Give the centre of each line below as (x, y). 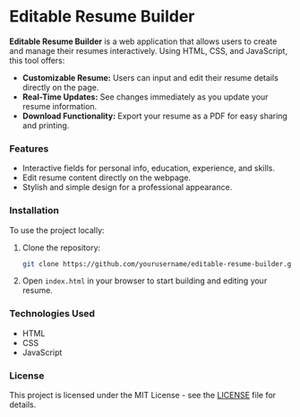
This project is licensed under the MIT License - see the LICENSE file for (142, 395)
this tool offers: (37, 60)
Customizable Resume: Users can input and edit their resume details (150, 77)
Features (29, 148)
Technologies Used (52, 314)
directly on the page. (60, 87)
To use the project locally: (57, 230)
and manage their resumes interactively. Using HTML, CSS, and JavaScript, (149, 50)
